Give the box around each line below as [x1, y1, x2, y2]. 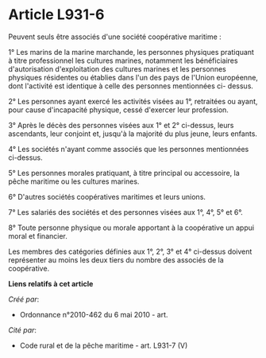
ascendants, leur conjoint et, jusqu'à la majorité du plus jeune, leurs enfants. [8, 129, 258, 138]
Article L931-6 [8, 6, 105, 24]
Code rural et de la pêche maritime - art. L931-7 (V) [19, 340, 188, 350]
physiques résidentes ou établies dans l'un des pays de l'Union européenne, [8, 72, 258, 82]
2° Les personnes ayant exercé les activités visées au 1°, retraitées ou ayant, [8, 96, 258, 106]
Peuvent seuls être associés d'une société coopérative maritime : [8, 32, 222, 41]
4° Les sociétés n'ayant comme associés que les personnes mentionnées [8, 144, 249, 154]
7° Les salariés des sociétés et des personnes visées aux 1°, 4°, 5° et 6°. [8, 207, 244, 216]
